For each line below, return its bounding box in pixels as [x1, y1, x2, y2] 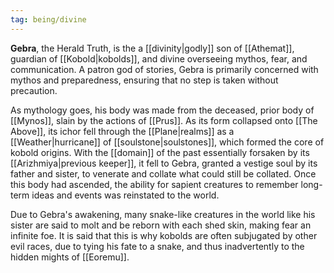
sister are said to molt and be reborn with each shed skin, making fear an [10, 219, 312, 231]
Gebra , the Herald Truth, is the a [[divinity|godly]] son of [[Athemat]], [10, 42, 295, 54]
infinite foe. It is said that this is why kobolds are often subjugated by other [10, 229, 318, 241]
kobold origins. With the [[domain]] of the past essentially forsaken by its [10, 146, 310, 158]
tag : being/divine [10, 14, 87, 25]
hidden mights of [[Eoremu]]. [10, 251, 130, 263]
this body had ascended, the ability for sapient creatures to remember [10, 178, 299, 190]
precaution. [10, 84, 58, 96]
